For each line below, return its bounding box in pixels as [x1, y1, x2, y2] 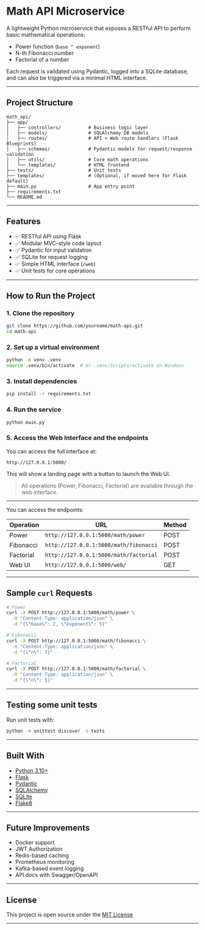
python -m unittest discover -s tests [6, 728, 105, 734]
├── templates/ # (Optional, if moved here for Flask [6, 172, 187, 178]
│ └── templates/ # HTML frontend [6, 162, 130, 168]
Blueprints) [6, 141, 37, 147]
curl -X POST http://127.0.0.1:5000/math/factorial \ [6, 666, 146, 672]
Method [164, 521, 187, 529]
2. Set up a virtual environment [6, 343, 99, 351]
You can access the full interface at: [6, 447, 97, 455]
